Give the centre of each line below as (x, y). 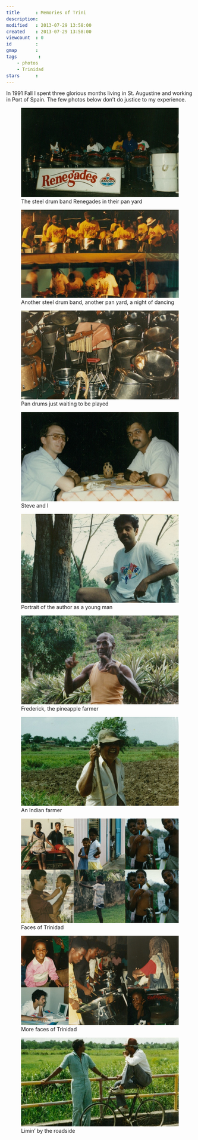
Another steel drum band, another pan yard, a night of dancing (98, 302)
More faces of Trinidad (49, 1029)
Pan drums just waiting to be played (65, 404)
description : (22, 19)
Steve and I (35, 505)
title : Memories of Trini (46, 13)
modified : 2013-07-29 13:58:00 (49, 25)
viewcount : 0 (25, 38)
